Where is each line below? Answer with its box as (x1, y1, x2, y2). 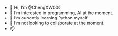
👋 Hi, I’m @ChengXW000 (9, 5, 61, 10)
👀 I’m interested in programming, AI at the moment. (9, 10, 113, 16)
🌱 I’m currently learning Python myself (9, 15, 88, 20)
